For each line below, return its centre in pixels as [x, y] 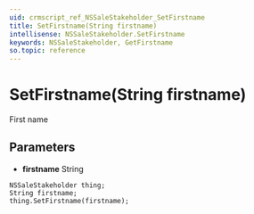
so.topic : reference [48, 51]
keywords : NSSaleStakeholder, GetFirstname [91, 42]
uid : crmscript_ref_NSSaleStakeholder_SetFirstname [107, 17]
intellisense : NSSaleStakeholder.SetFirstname [97, 34]
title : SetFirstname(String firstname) [83, 26]
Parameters [42, 148]
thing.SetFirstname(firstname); [69, 201]
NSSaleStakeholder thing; [57, 185]
